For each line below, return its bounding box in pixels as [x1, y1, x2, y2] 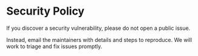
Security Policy [6, 4, 85, 18]
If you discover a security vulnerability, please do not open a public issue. [6, 24, 191, 32]
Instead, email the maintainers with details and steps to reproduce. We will [6, 36, 193, 43]
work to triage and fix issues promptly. [6, 43, 103, 50]
